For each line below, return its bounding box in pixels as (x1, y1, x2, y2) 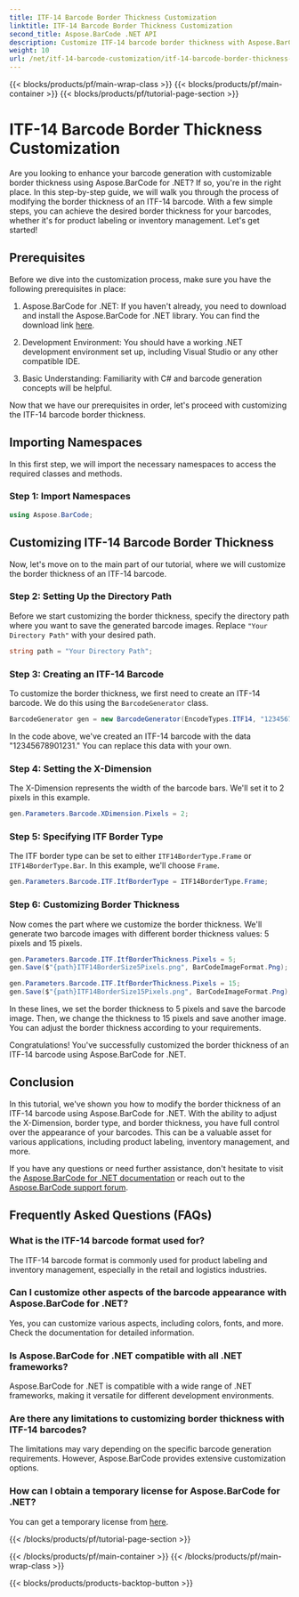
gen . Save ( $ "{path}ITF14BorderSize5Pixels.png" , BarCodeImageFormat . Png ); (9, 963, 289, 972)
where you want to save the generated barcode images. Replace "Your (9, 620, 269, 630)
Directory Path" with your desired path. (9, 629, 157, 640)
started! (9, 224, 38, 235)
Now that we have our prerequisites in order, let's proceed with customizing (9, 400, 287, 410)
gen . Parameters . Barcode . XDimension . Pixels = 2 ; (9, 809, 190, 819)
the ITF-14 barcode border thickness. (9, 409, 146, 419)
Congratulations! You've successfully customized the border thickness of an (9, 1040, 289, 1050)
